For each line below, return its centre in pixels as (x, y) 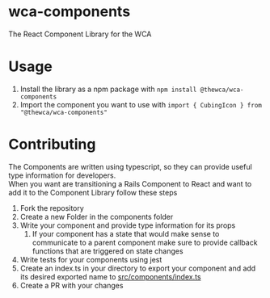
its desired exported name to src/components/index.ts (110, 276)
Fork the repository (52, 208)
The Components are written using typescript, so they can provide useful (130, 166)
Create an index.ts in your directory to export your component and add (138, 268)
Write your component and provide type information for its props (128, 225)
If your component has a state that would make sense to (126, 233)
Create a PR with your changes (72, 285)
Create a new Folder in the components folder (97, 216)
